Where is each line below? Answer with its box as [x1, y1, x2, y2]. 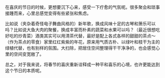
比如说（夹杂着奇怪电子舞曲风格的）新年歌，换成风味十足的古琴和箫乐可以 [5, 21, 156, 26]
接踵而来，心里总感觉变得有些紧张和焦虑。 [5, 10, 91, 16]
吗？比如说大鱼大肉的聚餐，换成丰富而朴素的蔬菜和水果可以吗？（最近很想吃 [5, 27, 160, 33]
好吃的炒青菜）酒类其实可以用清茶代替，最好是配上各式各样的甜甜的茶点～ [5, 33, 156, 39]
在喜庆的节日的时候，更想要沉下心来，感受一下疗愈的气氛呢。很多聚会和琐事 [5, 4, 160, 10]
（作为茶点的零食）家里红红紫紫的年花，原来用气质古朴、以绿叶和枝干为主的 [5, 39, 160, 45]
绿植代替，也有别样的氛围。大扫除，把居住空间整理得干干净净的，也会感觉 [5, 45, 156, 51]
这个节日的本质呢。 [5, 68, 44, 73]
